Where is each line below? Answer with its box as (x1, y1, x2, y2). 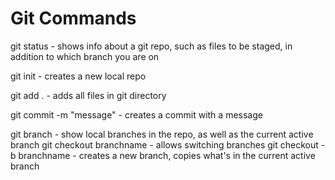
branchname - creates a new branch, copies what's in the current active (18, 149, 316, 161)
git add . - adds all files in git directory (10, 89, 167, 101)
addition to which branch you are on (10, 50, 160, 62)
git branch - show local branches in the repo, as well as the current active (10, 128, 314, 140)
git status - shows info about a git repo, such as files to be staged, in (10, 40, 293, 52)
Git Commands (10, 7, 137, 30)
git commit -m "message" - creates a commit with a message (10, 108, 263, 121)
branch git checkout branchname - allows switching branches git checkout (10, 138, 319, 151)
